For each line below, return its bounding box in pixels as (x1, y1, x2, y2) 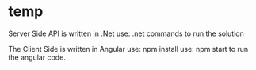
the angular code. (8, 52, 66, 62)
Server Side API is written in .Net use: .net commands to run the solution (8, 29, 244, 38)
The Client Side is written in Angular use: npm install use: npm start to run (8, 44, 249, 53)
